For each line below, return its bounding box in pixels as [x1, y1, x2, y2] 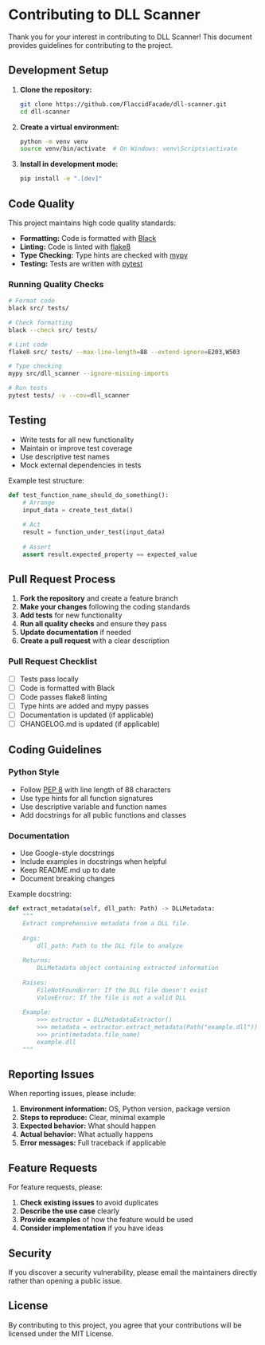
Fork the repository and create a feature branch [19, 594, 179, 603]
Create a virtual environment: [19, 122, 119, 132]
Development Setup [8, 64, 109, 77]
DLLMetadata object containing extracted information [37, 964, 219, 972]
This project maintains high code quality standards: [8, 218, 177, 227]
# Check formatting [8, 318, 73, 326]
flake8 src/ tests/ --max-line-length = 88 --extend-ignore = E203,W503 [8, 348, 240, 356]
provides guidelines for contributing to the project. [8, 40, 173, 49]
